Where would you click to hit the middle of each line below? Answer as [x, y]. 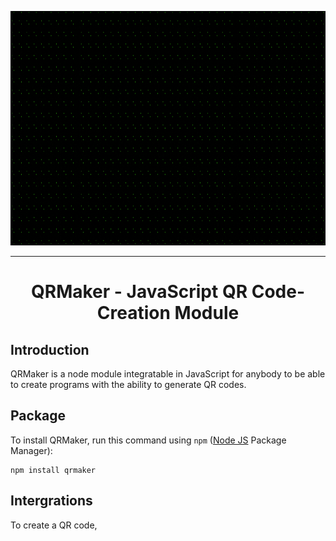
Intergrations [51, 501]
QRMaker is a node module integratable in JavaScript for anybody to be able [168, 374]
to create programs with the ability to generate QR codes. [128, 384]
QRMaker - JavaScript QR [139, 292]
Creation [133, 313]
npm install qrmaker [53, 470]
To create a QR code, [54, 525]
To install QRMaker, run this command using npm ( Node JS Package [148, 440]
